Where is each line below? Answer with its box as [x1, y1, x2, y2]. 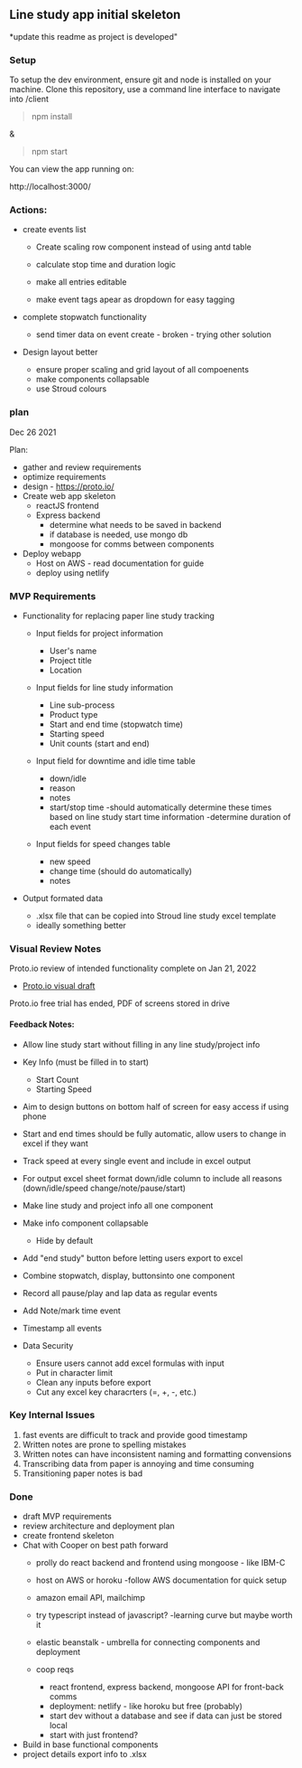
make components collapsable [35, 374, 151, 385]
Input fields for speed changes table [35, 839, 171, 849]
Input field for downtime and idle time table [35, 756, 196, 766]
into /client [9, 94, 50, 105]
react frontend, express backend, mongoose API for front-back [49, 1681, 284, 1693]
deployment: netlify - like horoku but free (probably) [49, 1701, 243, 1712]
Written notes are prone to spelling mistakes [22, 1439, 187, 1450]
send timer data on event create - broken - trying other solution [35, 329, 272, 340]
